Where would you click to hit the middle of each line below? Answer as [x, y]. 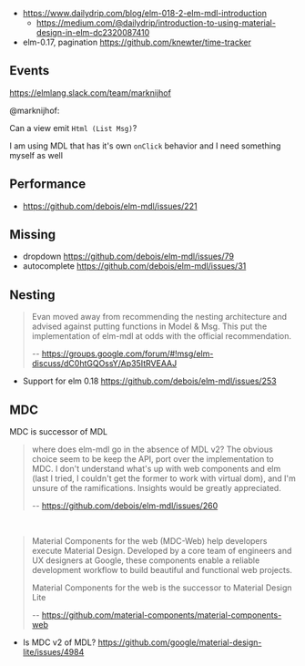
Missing [33, 235]
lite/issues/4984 [53, 652]
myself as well [36, 155]
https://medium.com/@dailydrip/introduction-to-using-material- [156, 23]
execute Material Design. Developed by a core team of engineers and [162, 551]
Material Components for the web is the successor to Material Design [162, 588]
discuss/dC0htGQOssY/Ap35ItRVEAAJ [104, 364]
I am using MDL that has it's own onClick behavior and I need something [145, 146]
